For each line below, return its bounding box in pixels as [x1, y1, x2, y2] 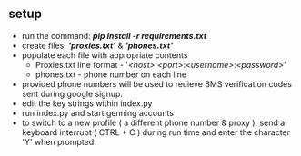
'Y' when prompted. [21, 136, 96, 147]
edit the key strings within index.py [21, 98, 153, 109]
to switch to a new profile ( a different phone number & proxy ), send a [21, 117, 286, 128]
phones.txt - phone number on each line [35, 69, 187, 80]
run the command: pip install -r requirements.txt [21, 30, 207, 41]
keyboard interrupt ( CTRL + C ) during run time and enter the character [21, 126, 291, 138]
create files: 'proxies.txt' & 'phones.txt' [21, 40, 174, 51]
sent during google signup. [21, 88, 124, 99]
